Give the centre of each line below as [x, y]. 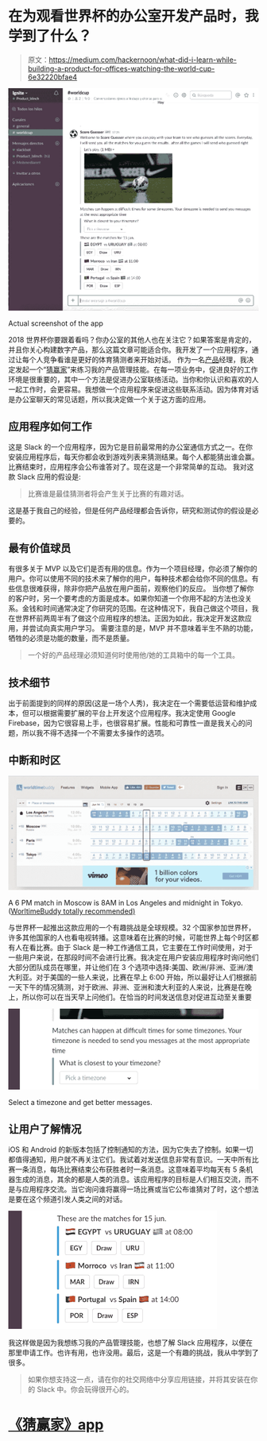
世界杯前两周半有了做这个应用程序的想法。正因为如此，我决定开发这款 [130, 618]
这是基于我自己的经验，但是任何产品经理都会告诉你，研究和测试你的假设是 [130, 511]
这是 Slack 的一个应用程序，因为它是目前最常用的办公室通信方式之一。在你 [130, 447]
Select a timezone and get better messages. [80, 1102]
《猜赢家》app [56, 1425]
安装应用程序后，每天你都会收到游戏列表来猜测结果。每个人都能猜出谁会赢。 [133, 457]
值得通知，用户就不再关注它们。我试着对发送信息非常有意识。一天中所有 [133, 1160]
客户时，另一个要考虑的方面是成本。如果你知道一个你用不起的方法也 [126, 599]
